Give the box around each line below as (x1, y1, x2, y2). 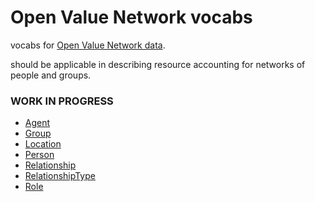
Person (24, 149, 55, 161)
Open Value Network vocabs (10, 6, 253, 29)
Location (24, 138, 62, 150)
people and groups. (10, 69, 92, 81)
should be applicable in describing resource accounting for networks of (10, 58, 306, 70)
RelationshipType (24, 170, 96, 182)
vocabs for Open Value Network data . (10, 39, 166, 51)
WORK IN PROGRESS (10, 94, 114, 108)
